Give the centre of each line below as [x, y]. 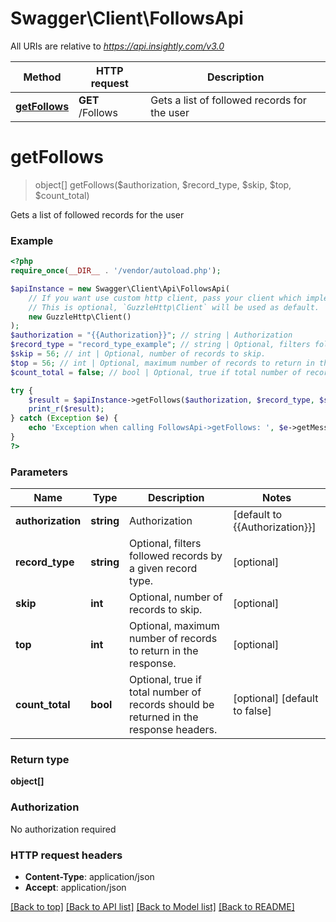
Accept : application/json [75, 887]
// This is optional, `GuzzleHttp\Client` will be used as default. [174, 307]
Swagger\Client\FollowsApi [127, 18]
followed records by [176, 556]
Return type [40, 760]
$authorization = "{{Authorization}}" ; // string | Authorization [151, 335]
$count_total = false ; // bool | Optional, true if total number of [156, 372]
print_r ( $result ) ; [66, 409]
